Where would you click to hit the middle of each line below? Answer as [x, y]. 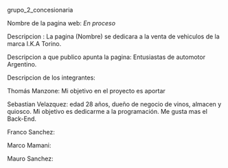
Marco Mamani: [29, 145]
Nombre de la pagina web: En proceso [61, 23]
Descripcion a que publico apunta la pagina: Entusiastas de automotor [106, 57]
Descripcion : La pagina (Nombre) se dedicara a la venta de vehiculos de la [113, 36]
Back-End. [22, 119]
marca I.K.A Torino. [34, 44]
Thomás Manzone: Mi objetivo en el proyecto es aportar [87, 91]
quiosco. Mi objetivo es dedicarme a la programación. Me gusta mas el [107, 111]
